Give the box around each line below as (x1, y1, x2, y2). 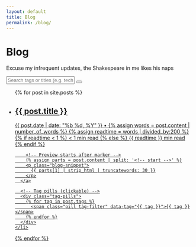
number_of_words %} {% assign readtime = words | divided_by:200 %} (14, 128, 189, 135)
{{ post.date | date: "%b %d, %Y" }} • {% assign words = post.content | (14, 122, 190, 129)
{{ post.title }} (14, 106, 68, 116)
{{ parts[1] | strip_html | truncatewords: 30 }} (30, 168, 156, 174)
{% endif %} (14, 141, 46, 148)
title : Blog (6, 14, 36, 20)
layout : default (6, 8, 46, 15)
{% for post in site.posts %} (14, 89, 83, 96)
